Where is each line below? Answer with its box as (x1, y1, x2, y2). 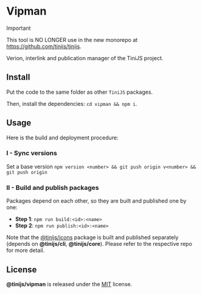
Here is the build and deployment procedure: (6, 134, 119, 141)
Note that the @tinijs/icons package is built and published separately (6, 234, 179, 241)
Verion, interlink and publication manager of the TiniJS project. (6, 54, 164, 61)
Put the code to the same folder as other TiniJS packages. (6, 88, 153, 96)
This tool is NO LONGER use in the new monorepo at (6, 36, 138, 43)
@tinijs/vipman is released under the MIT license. (6, 280, 133, 287)
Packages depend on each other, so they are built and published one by (6, 197, 187, 205)
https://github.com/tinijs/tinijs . (6, 43, 82, 50)
